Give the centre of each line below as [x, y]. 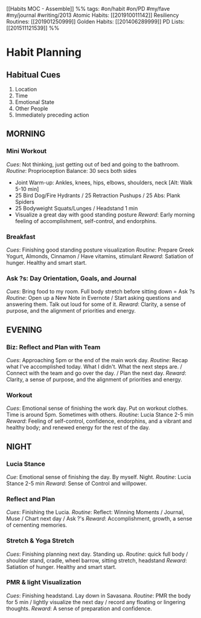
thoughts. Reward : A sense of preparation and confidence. [79, 608]
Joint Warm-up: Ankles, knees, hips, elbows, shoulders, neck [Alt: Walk [104, 182]
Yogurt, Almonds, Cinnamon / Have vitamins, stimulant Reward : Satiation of [100, 256]
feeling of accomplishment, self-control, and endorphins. [86, 221]
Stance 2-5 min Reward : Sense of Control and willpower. [77, 483]
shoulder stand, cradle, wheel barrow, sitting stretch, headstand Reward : [97, 560]
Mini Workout [27, 151]
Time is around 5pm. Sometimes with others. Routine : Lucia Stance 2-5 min [100, 415]
